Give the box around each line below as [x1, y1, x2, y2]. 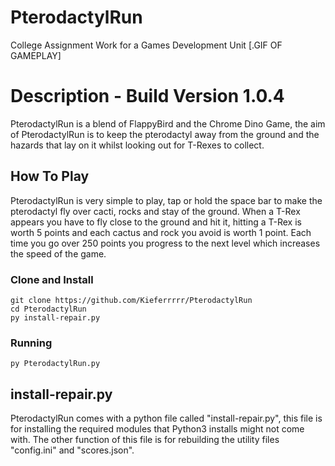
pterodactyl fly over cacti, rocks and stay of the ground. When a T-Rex [10, 205, 301, 217]
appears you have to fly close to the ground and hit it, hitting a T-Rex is [10, 216, 302, 228]
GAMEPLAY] [10, 49, 62, 61]
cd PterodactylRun [10, 304, 87, 314]
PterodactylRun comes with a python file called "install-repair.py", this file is [10, 412, 323, 425]
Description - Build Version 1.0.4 [10, 85, 285, 108]
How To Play [10, 168, 90, 185]
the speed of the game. [10, 247, 107, 260]
